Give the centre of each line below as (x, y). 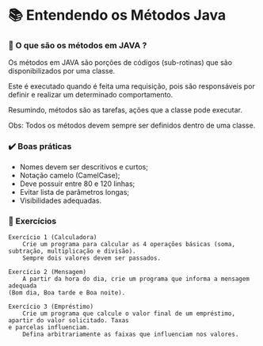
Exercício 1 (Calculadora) (53, 238)
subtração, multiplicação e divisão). (72, 251)
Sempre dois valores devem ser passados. (91, 258)
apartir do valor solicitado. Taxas (69, 321)
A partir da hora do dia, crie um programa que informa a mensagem (136, 279)
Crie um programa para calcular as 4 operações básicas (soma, (129, 245)
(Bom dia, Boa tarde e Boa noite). (67, 293)
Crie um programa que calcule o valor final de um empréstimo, (129, 314)
